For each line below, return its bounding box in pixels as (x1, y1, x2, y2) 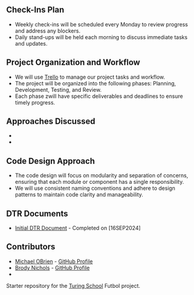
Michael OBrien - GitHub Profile (14, 258, 93, 265)
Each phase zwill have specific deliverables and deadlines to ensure (14, 93, 183, 100)
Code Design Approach (6, 156, 95, 166)
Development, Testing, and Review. (14, 86, 102, 93)
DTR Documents (6, 208, 68, 219)
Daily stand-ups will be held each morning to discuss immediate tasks (14, 33, 187, 41)
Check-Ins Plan (6, 5, 65, 15)
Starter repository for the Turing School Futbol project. (6, 282, 141, 289)
